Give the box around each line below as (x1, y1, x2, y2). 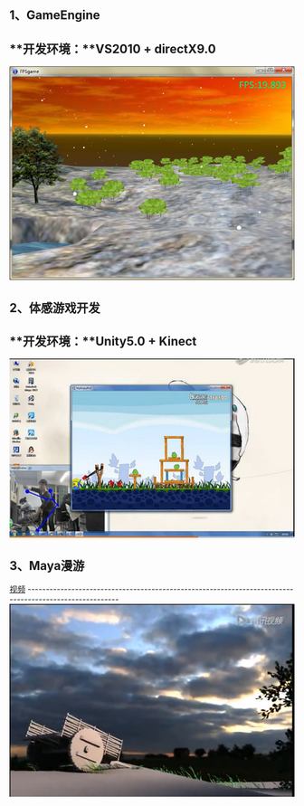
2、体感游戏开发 (9, 300, 101, 316)
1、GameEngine (9, 7, 101, 24)
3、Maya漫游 (9, 558, 85, 574)
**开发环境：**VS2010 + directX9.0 (9, 41, 216, 56)
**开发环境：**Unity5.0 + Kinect (9, 333, 197, 349)
